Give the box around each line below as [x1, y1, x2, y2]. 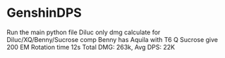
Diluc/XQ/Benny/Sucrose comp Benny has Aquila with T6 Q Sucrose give [6, 35, 219, 43]
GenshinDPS [6, 5, 82, 21]
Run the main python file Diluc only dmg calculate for [6, 28, 161, 36]
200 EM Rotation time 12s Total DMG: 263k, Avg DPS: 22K [6, 43, 176, 51]
